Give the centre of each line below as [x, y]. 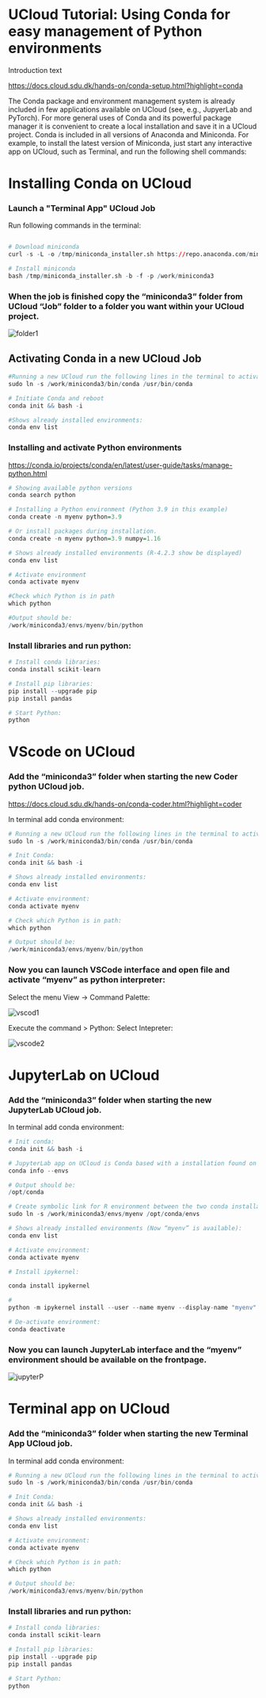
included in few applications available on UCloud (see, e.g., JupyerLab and [130, 109]
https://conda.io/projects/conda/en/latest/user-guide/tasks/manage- [120, 465]
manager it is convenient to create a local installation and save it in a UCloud [133, 126]
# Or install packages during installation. [83, 532]
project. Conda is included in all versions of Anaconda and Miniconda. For [129, 134]
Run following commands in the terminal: [75, 226]
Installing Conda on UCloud [100, 184]
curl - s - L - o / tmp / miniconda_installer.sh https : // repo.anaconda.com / [129, 254]
